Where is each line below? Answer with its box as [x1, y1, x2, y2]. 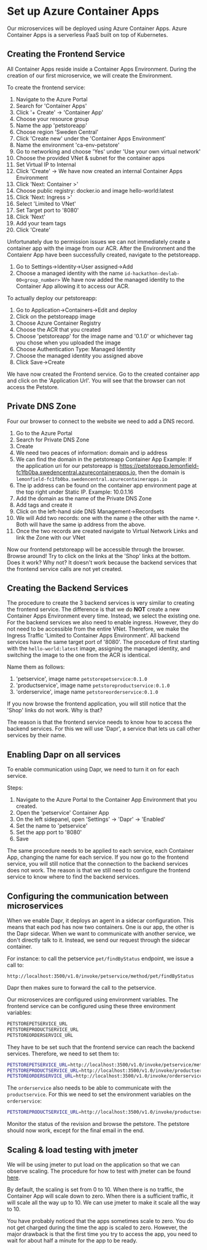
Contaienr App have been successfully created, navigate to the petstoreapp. [7, 250, 200, 258]
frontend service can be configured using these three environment [7, 1003, 176, 1009]
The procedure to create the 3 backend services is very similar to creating [7, 599, 195, 607]
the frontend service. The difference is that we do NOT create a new [7, 606, 180, 613]
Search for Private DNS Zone [15, 436, 90, 443]
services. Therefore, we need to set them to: [7, 1050, 120, 1057]
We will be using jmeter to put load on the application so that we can [7, 1160, 180, 1168]
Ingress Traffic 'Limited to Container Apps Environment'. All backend [7, 632, 180, 639]
